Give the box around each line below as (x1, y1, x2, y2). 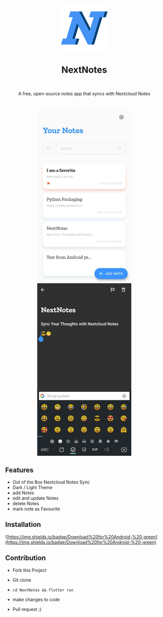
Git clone (12, 577, 32, 583)
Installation (5, 520, 41, 529)
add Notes (12, 490, 34, 496)
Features (5, 465, 34, 474)
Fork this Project (12, 567, 47, 573)
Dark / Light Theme (12, 484, 53, 490)
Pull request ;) (12, 606, 42, 612)
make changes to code (12, 596, 60, 602)
